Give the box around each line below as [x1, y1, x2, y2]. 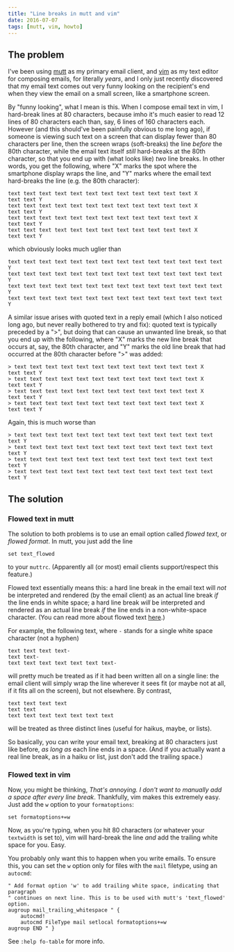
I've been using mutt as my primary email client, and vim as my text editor [8, 67, 219, 76]
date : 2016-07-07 [8, 17, 58, 24]
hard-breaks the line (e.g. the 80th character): [8, 177, 140, 185]
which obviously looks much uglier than [8, 245, 122, 254]
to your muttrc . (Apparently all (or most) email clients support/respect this [8, 562, 219, 571]
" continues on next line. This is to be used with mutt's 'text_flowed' [8, 894, 226, 902]
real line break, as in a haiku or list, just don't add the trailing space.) [8, 752, 203, 761]
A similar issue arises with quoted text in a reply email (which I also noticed [8, 313, 223, 322]
